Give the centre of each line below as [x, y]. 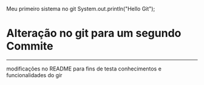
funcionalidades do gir [34, 75]
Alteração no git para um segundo [94, 33]
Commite [30, 46]
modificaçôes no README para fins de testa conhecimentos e [84, 69]
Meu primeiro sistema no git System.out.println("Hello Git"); [81, 9]
